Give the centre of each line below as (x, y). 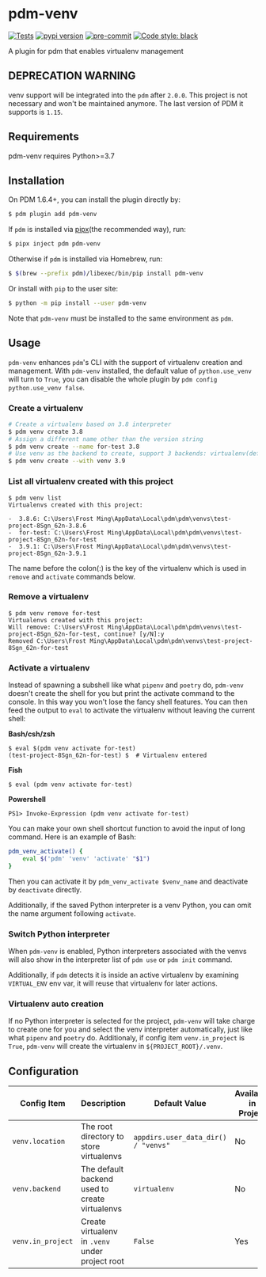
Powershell (27, 800)
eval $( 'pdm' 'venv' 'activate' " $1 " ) (86, 859)
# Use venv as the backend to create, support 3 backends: (108, 454)
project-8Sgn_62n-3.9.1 (47, 553)
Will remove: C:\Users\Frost (56, 627)
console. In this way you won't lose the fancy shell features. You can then (128, 702)
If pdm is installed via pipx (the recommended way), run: (97, 230)
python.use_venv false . (47, 387)
